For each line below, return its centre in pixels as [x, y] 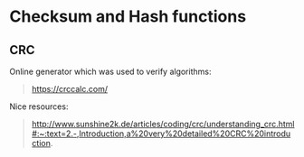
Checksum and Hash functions [128, 17]
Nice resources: [39, 106]
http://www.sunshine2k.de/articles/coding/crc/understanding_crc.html [163, 124]
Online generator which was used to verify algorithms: [110, 71]
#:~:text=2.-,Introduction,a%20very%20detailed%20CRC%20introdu [161, 134]
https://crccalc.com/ [70, 89]
